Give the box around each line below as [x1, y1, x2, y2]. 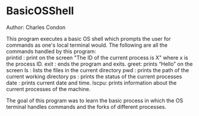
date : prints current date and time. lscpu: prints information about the [6, 79, 177, 86]
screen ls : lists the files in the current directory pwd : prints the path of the [6, 66, 189, 73]
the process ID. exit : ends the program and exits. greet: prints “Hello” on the [6, 60, 193, 67]
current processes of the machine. [6, 85, 91, 92]
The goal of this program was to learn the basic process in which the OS [6, 96, 184, 104]
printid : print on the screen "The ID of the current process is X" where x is [6, 54, 188, 61]
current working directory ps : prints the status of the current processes [6, 73, 182, 80]
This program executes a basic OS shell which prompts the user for [6, 35, 171, 42]
